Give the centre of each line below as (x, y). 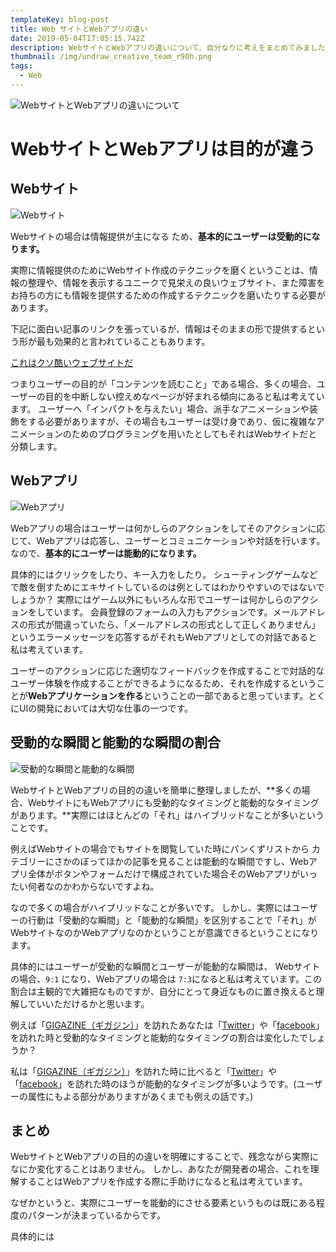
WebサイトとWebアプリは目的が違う (163, 149)
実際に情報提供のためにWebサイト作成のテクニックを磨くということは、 (160, 270)
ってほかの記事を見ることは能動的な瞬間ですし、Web (198, 861)
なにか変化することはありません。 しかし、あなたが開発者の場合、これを (160, 1169)
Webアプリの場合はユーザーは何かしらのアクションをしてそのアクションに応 (168, 528)
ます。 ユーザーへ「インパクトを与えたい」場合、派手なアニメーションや (160, 408)
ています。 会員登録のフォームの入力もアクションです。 (158, 612)
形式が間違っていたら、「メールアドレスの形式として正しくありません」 (174, 624)
